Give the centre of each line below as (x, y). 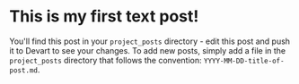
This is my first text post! (104, 17)
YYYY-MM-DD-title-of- (244, 61)
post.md (24, 70)
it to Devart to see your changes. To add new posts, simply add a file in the (148, 50)
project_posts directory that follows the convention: (106, 60)
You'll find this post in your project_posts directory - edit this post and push (149, 41)
